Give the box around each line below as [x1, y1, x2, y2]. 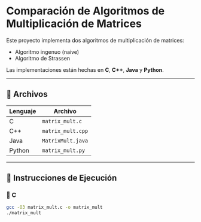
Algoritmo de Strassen [14, 54, 71, 62]
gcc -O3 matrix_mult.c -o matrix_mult [6, 205, 103, 211]
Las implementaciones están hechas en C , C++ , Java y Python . [6, 66, 165, 73]
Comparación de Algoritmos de [6, 4, 165, 18]
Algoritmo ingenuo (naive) [14, 48, 80, 55]
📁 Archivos [6, 89, 48, 99]
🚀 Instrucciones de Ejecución [6, 173, 117, 183]
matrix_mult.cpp [41, 127, 89, 134]
